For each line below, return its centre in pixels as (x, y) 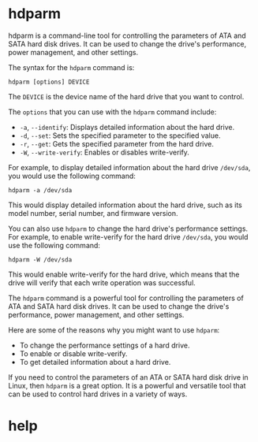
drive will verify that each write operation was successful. (102, 282)
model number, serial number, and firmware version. (93, 213)
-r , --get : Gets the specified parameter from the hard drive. (117, 143)
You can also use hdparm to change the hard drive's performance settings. (128, 228)
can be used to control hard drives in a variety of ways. (98, 394)
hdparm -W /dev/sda (40, 260)
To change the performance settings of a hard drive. (105, 345)
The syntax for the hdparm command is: (71, 67)
